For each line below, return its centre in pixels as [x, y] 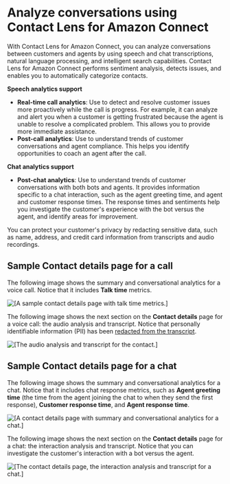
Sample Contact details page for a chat [92, 366]
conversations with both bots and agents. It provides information [108, 187]
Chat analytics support [41, 166]
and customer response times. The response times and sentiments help [118, 201]
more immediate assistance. [57, 131]
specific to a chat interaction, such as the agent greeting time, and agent [120, 195]
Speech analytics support [45, 89]
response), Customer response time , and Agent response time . [99, 404]
